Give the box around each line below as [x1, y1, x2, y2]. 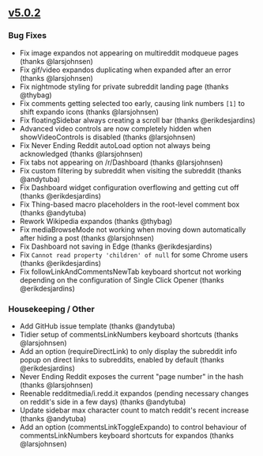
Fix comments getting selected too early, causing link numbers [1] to [19, 98, 245, 108]
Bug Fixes [8, 30, 47, 41]
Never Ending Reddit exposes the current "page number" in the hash [19, 371, 244, 381]
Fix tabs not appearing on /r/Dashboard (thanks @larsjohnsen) [19, 158, 224, 167]
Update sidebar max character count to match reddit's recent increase [19, 405, 250, 415]
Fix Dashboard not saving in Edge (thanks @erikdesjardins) [19, 241, 212, 251]
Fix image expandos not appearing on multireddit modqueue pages [19, 47, 239, 58]
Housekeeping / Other [8, 303, 95, 314]
